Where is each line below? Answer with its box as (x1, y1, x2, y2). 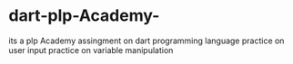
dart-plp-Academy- (8, 5, 160, 26)
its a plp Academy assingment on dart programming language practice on (8, 35, 285, 46)
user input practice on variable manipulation (8, 44, 174, 55)
